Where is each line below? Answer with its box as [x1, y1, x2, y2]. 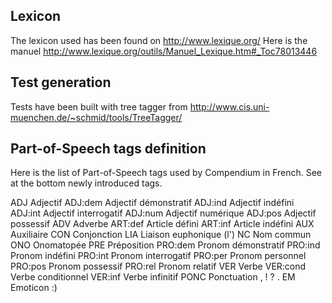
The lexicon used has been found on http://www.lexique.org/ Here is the [10, 34, 308, 46]
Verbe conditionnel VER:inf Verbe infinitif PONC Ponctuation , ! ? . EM [10, 271, 296, 283]
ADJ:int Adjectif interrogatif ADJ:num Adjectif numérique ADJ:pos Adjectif [10, 207, 317, 219]
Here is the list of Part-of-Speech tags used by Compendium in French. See [10, 167, 323, 179]
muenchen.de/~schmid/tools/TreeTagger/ [10, 111, 183, 123]
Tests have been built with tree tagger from [10, 100, 188, 113]
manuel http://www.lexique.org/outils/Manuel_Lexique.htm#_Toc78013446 [10, 45, 318, 57]
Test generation [10, 74, 112, 91]
